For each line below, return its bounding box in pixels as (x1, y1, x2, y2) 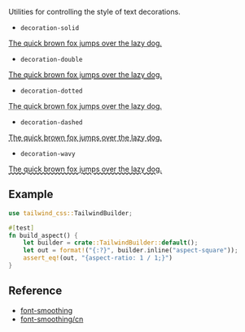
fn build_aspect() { (8, 231, 79, 239)
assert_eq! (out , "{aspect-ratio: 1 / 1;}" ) (23, 254, 173, 262)
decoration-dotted (20, 87, 83, 95)
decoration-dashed (20, 119, 83, 127)
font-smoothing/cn (20, 314, 84, 324)
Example (8, 188, 54, 201)
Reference (8, 284, 63, 298)
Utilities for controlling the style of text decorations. (8, 7, 181, 16)
